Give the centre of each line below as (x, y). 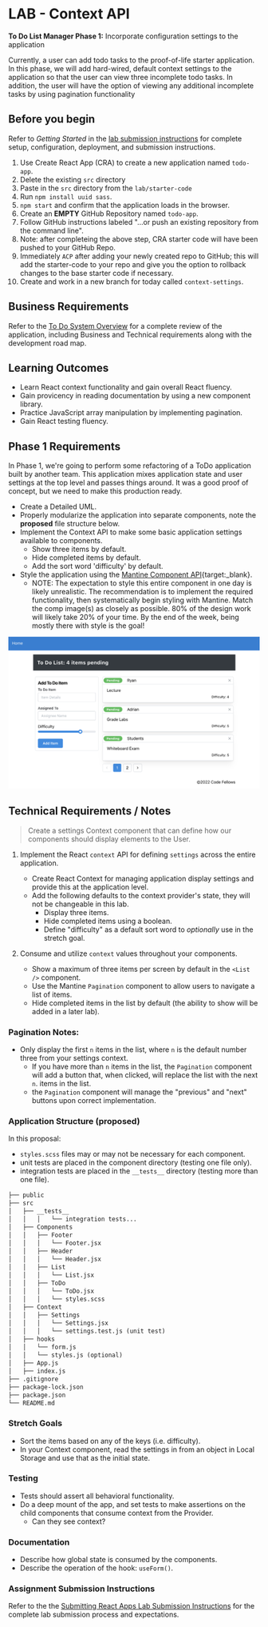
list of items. (52, 994)
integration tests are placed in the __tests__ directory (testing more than (139, 1171)
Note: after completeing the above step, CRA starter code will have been (139, 239)
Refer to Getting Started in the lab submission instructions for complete (125, 138)
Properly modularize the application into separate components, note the (138, 515)
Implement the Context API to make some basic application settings (131, 532)
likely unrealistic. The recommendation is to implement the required (142, 592)
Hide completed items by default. (86, 558)
